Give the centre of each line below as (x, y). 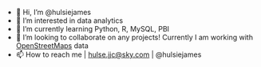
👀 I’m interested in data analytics (69, 20)
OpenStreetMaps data (52, 46)
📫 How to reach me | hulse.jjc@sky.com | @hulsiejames (109, 54)
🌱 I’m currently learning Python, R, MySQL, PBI (93, 29)
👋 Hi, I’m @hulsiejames (53, 12)
